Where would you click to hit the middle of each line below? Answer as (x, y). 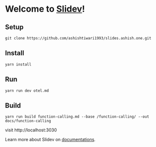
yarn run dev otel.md (27, 91)
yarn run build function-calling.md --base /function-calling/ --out (77, 117)
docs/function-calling (28, 121)
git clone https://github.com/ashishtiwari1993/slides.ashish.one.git (78, 38)
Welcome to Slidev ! (45, 9)
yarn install (18, 64)
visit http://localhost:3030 (31, 130)
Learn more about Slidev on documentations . (50, 140)
